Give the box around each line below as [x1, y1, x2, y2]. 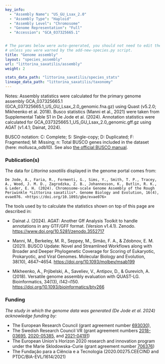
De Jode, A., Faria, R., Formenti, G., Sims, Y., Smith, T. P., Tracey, [5, 178, 157, 182]
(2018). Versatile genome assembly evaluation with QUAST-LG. [12, 273, 140, 279]
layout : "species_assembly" [5, 57, 63, 62]
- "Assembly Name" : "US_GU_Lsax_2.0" [9, 12, 87, 17]
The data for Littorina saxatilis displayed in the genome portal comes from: [5, 168, 156, 174]
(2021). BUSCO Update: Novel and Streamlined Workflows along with [12, 243, 152, 249]
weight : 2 [5, 66, 26, 71]
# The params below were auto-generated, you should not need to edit [5, 43, 153, 48]
